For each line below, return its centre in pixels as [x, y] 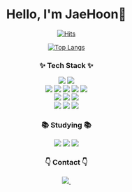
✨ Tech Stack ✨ [66, 65]
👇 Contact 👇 [66, 163]
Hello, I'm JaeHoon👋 [66, 14]
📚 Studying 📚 [66, 125]
